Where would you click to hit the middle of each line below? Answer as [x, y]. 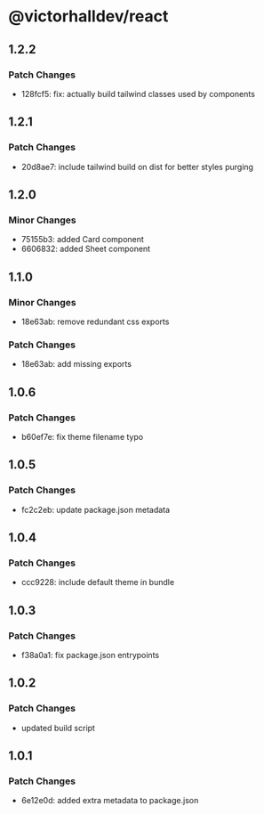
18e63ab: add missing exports [76, 364]
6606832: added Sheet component [86, 249]
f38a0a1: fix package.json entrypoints [90, 655]
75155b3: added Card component [82, 240]
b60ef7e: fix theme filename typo [82, 436]
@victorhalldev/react [88, 16]
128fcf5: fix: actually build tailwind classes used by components [138, 94]
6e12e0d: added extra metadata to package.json [110, 801]
